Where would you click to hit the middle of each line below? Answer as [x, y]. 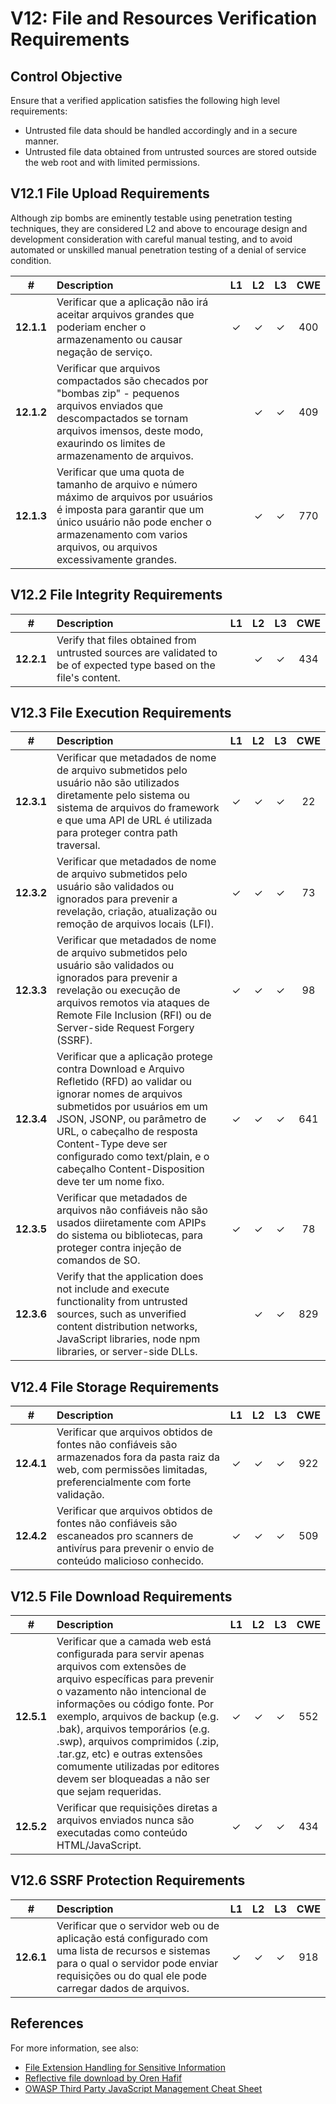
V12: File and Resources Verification [164, 18]
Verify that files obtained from [126, 640]
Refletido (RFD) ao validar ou [124, 1082]
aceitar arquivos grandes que [125, 314]
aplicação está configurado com [132, 1938]
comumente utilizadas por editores [138, 1767]
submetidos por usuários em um [132, 1107]
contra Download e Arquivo [120, 1069]
